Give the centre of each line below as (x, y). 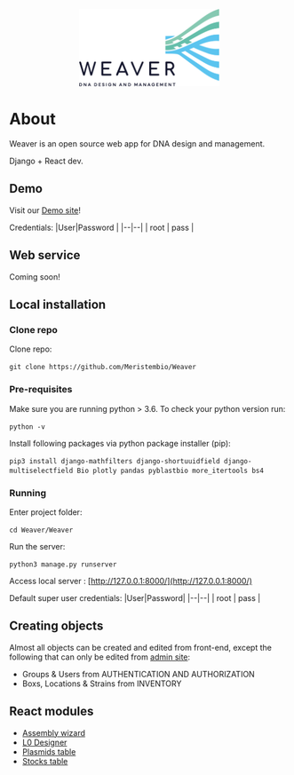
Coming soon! (35, 277)
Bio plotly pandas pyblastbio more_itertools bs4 (171, 471)
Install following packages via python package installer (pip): (120, 443)
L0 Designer (44, 742)
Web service (45, 255)
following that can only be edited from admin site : (100, 657)
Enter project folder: (46, 512)
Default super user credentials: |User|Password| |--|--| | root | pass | (135, 597)
